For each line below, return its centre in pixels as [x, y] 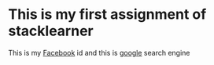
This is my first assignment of [107, 14]
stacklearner [51, 31]
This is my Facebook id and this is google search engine [99, 52]
